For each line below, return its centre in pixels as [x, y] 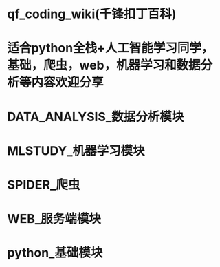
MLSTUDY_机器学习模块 [76, 150]
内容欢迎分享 [68, 83]
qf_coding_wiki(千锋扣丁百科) [92, 14]
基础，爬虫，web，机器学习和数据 [104, 65]
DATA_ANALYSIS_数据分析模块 [96, 117]
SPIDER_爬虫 [44, 185]
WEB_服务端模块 [54, 219]
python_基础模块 [55, 253]
